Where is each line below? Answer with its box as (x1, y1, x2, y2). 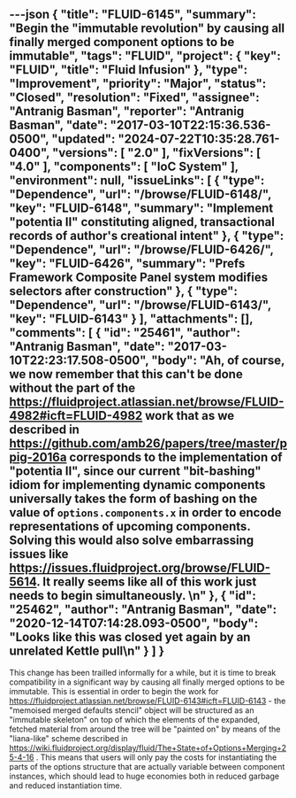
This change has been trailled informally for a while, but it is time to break (9, 667, 277, 678)
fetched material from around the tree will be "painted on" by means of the (9, 724, 281, 734)
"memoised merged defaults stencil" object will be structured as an (9, 704, 254, 716)
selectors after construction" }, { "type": (9, 283, 239, 299)
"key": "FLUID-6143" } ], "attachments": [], (9, 312, 254, 327)
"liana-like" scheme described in (9, 732, 128, 743)
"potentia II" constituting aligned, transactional (9, 214, 276, 229)
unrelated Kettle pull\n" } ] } (9, 644, 165, 659)
